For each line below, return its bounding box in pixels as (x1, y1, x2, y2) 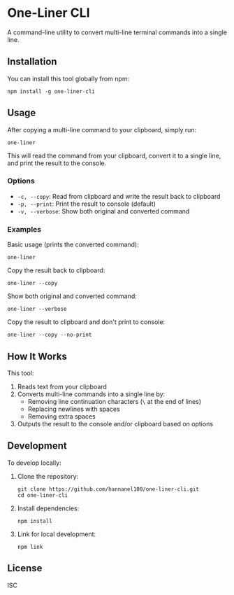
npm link (17, 543, 43, 550)
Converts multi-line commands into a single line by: (17, 390, 166, 398)
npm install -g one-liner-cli (7, 87, 96, 95)
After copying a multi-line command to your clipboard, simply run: (7, 125, 197, 134)
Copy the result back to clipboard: (7, 266, 105, 274)
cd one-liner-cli (17, 491, 68, 498)
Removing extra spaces (27, 412, 96, 421)
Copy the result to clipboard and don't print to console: (7, 318, 166, 326)
